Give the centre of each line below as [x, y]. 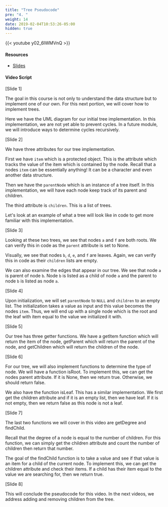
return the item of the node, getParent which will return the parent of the [80, 342]
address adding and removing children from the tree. [60, 499]
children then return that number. [39, 448]
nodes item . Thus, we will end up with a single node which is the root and [81, 311]
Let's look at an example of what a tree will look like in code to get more [79, 215]
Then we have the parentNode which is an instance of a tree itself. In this [80, 185]
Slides [19, 66]
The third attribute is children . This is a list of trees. [59, 205]
